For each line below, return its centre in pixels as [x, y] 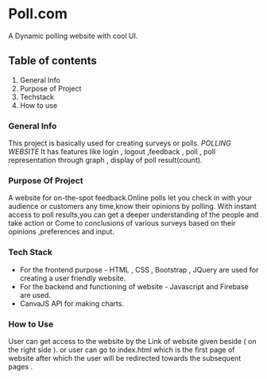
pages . [21, 366]
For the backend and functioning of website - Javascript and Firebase [134, 286]
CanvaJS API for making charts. [72, 304]
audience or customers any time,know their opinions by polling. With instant [132, 207]
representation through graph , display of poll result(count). [105, 160]
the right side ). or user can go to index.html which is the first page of [122, 350]
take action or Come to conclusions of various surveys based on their [122, 223]
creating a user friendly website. [73, 278]
